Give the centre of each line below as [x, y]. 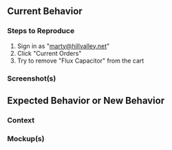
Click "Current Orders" [49, 53]
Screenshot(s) [32, 78]
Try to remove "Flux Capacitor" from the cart [80, 61]
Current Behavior [45, 11]
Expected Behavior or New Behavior [86, 100]
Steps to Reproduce [41, 31]
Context [21, 120]
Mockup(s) [26, 138]
